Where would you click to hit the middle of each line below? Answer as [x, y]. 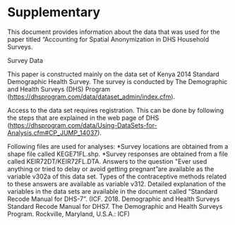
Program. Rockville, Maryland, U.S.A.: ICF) [69, 214]
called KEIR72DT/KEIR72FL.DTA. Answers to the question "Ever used [107, 161]
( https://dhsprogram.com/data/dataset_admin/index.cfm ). [91, 97]
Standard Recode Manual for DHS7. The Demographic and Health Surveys [115, 206]
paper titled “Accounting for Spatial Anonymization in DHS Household [108, 39]
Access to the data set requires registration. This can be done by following [116, 110]
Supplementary [54, 12]
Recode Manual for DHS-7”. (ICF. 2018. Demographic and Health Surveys [114, 199]
